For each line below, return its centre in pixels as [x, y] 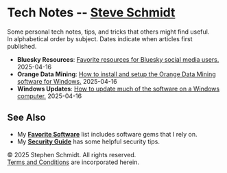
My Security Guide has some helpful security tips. [88, 141]
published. [22, 46]
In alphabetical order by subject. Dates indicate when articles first [100, 38]
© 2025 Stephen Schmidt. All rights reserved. [72, 154]
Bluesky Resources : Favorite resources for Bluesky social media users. [118, 59]
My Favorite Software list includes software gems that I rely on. [107, 134]
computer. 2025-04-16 [49, 96]
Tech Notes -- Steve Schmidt [91, 13]
